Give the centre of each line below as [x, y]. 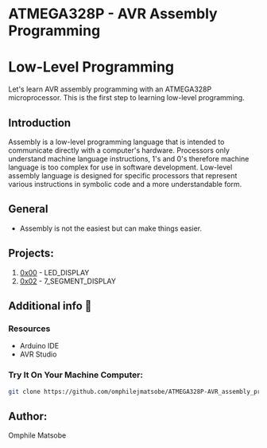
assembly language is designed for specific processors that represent [123, 175]
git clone [25, 392]
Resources [29, 329]
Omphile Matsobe [37, 435]
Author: [28, 416]
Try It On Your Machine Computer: [75, 375]
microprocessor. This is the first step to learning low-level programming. [126, 98]
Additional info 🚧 [50, 306]
